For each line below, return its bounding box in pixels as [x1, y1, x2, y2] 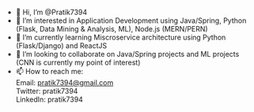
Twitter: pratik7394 [15, 87, 78, 95]
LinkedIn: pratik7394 [15, 95, 83, 104]
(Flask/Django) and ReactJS [15, 41, 108, 50]
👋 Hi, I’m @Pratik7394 [15, 8, 88, 17]
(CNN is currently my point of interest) [15, 58, 141, 67]
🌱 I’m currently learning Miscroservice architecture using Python [15, 32, 226, 42]
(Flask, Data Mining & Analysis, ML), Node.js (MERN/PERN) [15, 24, 208, 33]
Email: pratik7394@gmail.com [15, 78, 114, 87]
